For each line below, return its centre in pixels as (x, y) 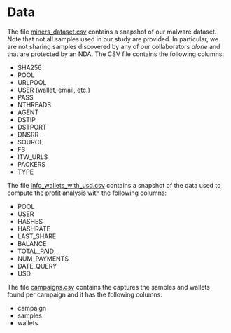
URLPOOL (32, 82)
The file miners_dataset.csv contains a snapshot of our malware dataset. (112, 32)
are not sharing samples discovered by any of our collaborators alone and (114, 46)
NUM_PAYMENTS (43, 258)
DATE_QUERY (37, 266)
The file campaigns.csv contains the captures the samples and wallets (108, 287)
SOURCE (30, 142)
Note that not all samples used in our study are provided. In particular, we (113, 39)
